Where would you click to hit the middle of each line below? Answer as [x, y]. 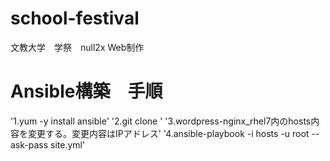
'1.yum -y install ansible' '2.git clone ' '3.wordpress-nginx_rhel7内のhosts [161, 121]
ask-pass [29, 144]
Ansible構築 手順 [86, 91]
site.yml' [68, 144]
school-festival [75, 18]
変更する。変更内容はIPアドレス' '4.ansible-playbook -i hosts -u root [168, 133]
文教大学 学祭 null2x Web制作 [77, 47]
